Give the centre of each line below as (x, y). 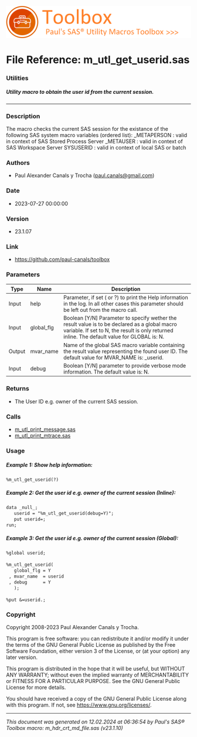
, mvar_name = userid (36, 576)
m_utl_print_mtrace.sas (43, 436)
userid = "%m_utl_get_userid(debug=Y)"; (64, 513)
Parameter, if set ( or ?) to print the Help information (126, 298)
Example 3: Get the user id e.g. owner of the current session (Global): (92, 538)
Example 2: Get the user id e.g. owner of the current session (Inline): (91, 493)
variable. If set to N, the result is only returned (119, 331)
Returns (18, 389)
